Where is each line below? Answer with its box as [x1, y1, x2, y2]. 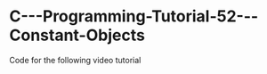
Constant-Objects [9, 25, 145, 45]
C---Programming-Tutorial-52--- [9, 6, 259, 27]
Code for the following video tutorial [9, 54, 142, 65]
